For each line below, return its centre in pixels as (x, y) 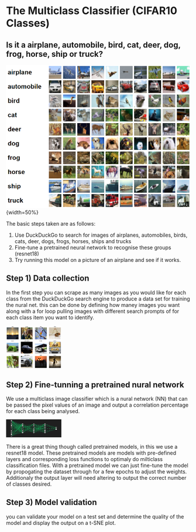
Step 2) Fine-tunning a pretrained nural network (95, 385)
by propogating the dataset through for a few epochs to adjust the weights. (97, 471)
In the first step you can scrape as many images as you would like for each (96, 292)
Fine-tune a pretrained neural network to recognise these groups (93, 248)
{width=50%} (23, 213)
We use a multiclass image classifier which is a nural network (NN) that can (97, 399)
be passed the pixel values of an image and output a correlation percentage (97, 405)
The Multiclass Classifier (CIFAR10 (92, 11)
